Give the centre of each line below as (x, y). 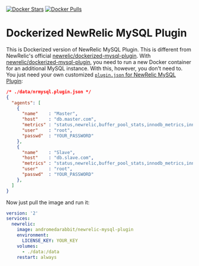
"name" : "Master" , (50, 114)
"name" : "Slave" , (49, 152)
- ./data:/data (41, 252)
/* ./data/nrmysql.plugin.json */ (49, 92)
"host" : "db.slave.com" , (58, 158)
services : (18, 219)
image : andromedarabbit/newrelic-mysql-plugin (75, 230)
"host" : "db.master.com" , (59, 119)
